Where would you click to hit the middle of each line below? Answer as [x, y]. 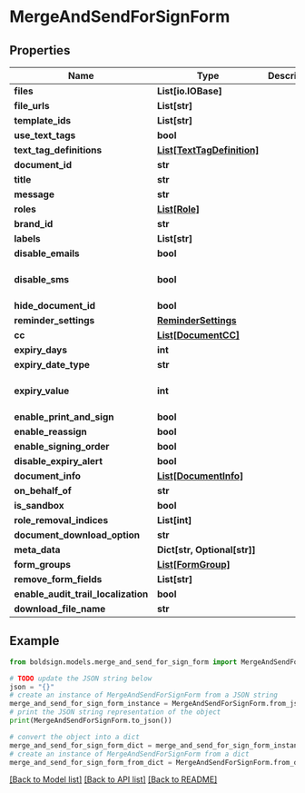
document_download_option [77, 535]
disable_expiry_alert [58, 461]
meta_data [37, 550]
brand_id [34, 224]
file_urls [32, 106]
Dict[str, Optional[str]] [207, 550]
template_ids [43, 120]
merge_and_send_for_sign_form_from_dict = [91, 762]
